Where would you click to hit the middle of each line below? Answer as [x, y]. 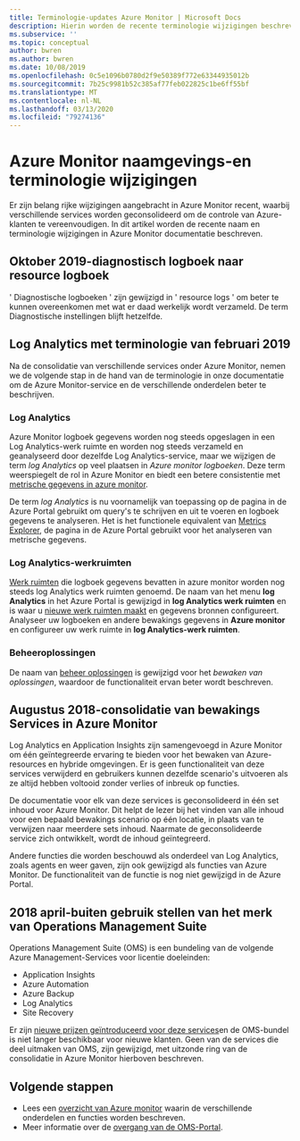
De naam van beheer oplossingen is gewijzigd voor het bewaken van [136, 672]
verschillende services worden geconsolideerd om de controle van [132, 214]
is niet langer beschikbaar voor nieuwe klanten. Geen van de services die [144, 1040]
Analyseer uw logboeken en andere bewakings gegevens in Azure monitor [147, 620]
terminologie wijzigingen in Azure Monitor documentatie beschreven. [136, 234]
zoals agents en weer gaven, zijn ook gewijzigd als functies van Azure [138, 865]
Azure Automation [55, 985]
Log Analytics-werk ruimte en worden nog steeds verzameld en [126, 446]
